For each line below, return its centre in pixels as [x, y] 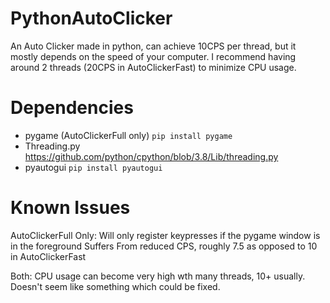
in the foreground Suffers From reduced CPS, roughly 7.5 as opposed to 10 [164, 246]
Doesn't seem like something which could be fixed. [115, 286]
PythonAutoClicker [91, 18]
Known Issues [70, 208]
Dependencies [72, 108]
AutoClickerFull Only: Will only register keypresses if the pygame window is [165, 235]
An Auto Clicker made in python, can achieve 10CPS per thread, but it [153, 46]
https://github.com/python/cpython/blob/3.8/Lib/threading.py [151, 156]
